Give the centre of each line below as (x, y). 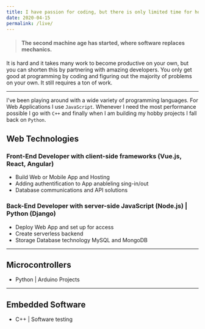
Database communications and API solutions (71, 190)
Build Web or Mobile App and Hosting (62, 177)
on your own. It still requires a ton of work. (59, 83)
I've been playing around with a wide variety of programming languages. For (102, 100)
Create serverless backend (49, 234)
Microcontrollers (39, 264)
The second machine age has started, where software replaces (103, 43)
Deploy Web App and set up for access (64, 227)
